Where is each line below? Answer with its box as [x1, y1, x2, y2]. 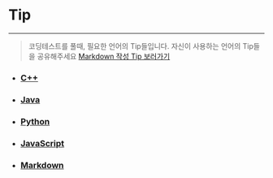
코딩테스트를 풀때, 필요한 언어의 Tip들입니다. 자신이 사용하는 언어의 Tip [28, 41, 254, 50]
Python [19, 115, 50, 127]
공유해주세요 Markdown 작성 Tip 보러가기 [37, 51, 171, 61]
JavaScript [19, 137, 65, 149]
